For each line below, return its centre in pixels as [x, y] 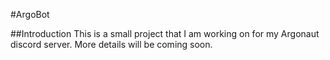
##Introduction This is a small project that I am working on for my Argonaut [165, 33]
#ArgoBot [30, 14]
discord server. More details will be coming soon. [111, 44]
